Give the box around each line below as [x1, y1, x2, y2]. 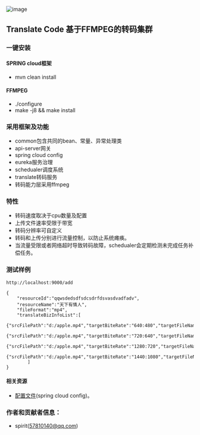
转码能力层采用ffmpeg [14, 181, 70, 188]
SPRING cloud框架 [6, 60, 52, 67]
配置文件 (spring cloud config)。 [14, 391, 93, 399]
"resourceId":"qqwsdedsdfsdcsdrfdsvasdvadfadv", [17, 295, 140, 301]
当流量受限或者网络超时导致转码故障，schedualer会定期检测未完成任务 [14, 242, 189, 249]
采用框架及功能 [6, 122, 49, 131]
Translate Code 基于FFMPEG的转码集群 [6, 24, 153, 35]
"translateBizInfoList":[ [17, 312, 82, 318]
